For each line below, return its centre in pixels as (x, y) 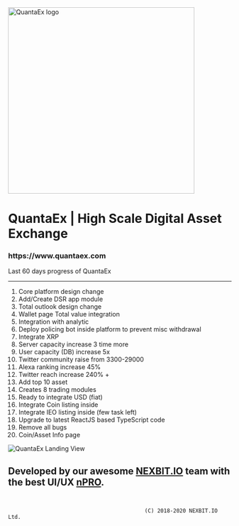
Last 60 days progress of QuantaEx (60, 271)
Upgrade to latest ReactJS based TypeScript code (91, 420)
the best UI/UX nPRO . (56, 482)
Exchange (38, 234)
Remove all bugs (43, 427)
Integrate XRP (39, 337)
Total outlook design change (60, 307)
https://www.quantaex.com (57, 256)
